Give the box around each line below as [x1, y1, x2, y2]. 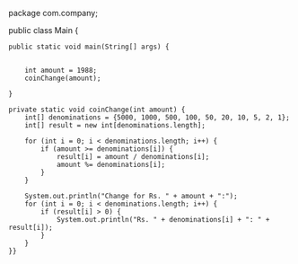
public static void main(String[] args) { [8, 42, 170, 51]
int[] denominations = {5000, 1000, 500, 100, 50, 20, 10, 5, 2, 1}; [24, 113, 291, 122]
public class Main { [8, 25, 79, 35]
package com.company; [8, 8, 98, 18]
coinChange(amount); [24, 74, 101, 83]
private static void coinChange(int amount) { [8, 105, 186, 114]
